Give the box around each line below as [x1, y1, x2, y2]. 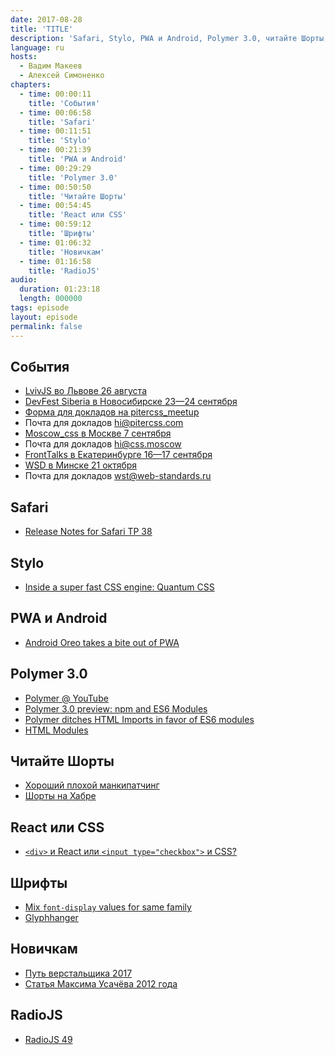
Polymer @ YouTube [24, 692, 109, 704]
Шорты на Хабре [24, 790, 97, 802]
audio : [10, 275, 38, 285]
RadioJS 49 [24, 1033, 73, 1045]
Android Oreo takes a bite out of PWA [24, 636, 180, 648]
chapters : [10, 80, 52, 90]
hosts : [10, 52, 38, 62]
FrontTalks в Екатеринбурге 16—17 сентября [24, 449, 213, 461]
